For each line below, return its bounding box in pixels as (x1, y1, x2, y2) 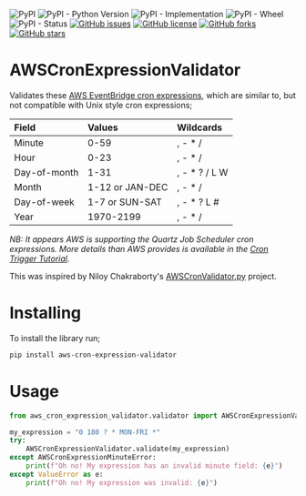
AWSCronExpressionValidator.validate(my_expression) (25, 444, 230, 454)
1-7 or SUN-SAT (87, 196, 162, 208)
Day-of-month (14, 166, 79, 178)
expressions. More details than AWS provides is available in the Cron (9, 243, 269, 254)
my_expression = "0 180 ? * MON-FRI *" (9, 428, 161, 437)
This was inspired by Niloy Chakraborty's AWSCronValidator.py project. (9, 270, 278, 281)
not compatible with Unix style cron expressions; (9, 99, 193, 110)
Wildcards (177, 121, 223, 134)
